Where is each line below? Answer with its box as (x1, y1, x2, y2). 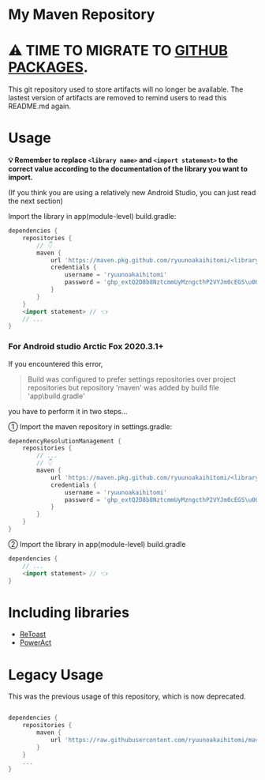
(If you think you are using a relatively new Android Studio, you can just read (8, 188, 256, 198)
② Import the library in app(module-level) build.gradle (8, 539, 186, 548)
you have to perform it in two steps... (8, 406, 128, 416)
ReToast (19, 630, 46, 639)
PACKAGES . (8, 58, 88, 77)
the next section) (8, 196, 63, 206)
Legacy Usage (8, 665, 104, 684)
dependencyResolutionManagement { (8, 437, 122, 445)
